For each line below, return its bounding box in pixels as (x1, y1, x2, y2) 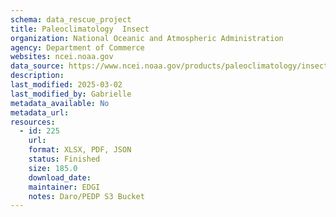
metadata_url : (10, 107, 70, 118)
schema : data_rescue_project (10, 14, 132, 25)
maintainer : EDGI (28, 182, 101, 192)
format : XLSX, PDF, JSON (28, 145, 132, 155)
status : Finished (28, 154, 101, 164)
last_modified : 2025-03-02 (10, 80, 123, 90)
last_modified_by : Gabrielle (10, 89, 132, 99)
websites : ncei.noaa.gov (10, 52, 114, 62)
